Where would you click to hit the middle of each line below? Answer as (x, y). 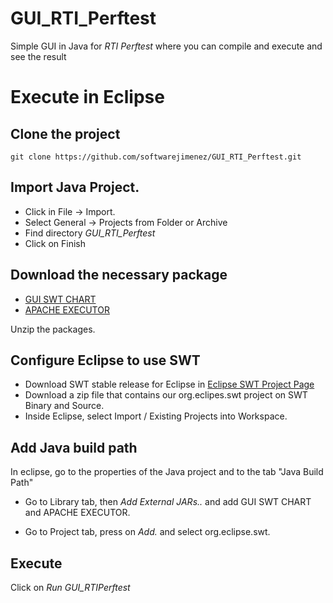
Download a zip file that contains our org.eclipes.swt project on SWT (166, 395)
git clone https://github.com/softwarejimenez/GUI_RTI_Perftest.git (156, 157)
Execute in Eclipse (87, 97)
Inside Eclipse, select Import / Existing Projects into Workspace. (156, 416)
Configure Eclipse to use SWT (105, 360)
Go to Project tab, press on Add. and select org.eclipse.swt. (147, 532)
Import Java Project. (75, 187)
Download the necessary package (119, 275)
